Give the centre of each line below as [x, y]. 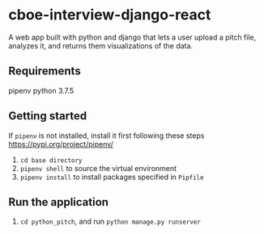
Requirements [45, 71]
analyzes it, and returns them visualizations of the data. [100, 45]
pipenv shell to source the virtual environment [98, 168]
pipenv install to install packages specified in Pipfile [112, 177]
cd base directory [51, 160]
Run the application [59, 202]
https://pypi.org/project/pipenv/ [61, 144]
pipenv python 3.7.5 [41, 90]
